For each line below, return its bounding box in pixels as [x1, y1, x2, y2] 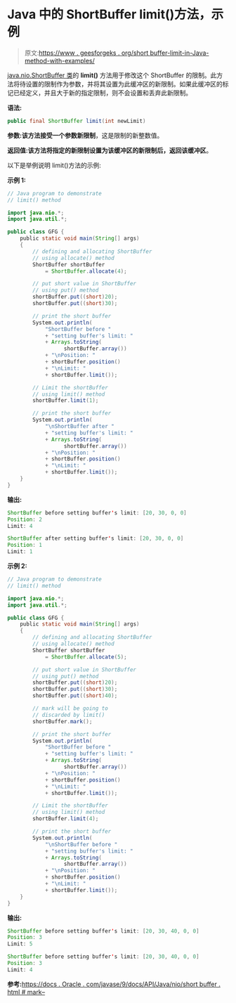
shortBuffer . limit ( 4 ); [32, 815, 99, 822]
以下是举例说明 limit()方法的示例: [7, 161, 102, 169]
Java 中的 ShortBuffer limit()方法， [7, 6, 212, 22]
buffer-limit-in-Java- [150, 48, 209, 57]
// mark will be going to [32, 705, 109, 712]
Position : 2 [7, 516, 42, 523]
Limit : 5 [7, 940, 33, 947]
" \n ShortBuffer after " [44, 423, 114, 430]
